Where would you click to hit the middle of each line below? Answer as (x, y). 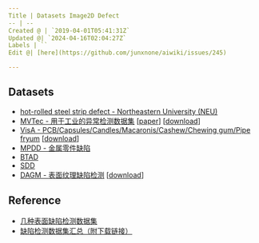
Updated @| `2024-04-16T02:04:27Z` (68, 38)
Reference (35, 201)
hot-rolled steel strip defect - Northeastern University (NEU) (119, 111)
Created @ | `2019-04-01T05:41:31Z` (69, 30)
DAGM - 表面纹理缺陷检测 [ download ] (82, 175)
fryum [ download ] (50, 138)
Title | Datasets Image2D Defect (64, 16)
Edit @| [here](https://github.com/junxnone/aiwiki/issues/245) (118, 53)
